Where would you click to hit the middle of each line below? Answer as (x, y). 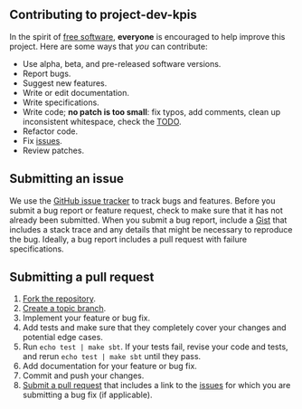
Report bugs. (47, 73)
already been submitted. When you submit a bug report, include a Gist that (148, 220)
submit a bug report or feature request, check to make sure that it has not (146, 210)
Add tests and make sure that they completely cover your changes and (154, 328)
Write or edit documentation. (75, 92)
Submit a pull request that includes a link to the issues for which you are (156, 385)
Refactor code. (50, 131)
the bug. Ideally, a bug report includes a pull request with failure (128, 239)
